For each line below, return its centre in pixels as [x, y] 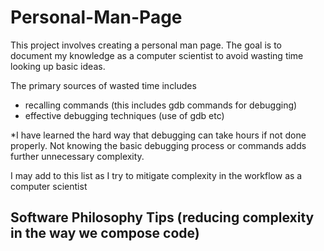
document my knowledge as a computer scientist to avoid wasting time [157, 55]
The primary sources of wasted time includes [103, 85]
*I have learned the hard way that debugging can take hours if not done [158, 135]
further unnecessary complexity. [77, 156]
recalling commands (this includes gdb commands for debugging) [161, 105]
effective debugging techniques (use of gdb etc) [124, 115]
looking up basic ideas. [58, 66]
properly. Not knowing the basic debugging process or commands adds [158, 145]
